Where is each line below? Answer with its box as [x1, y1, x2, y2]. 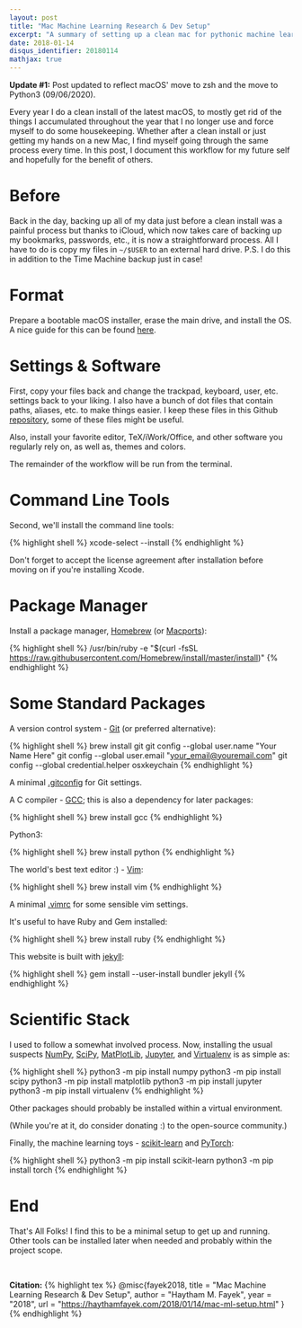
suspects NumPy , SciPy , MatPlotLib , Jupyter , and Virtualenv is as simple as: [9, 1049, 290, 1059]
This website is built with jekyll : [9, 951, 125, 961]
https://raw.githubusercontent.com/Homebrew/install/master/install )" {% [9, 652, 279, 663]
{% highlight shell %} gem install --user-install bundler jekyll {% [9, 968, 245, 979]
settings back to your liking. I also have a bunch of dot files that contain [9, 394, 274, 405]
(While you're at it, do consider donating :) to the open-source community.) [9, 1120, 288, 1130]
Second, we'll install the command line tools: [9, 519, 174, 530]
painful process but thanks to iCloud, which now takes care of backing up [9, 225, 282, 235]
